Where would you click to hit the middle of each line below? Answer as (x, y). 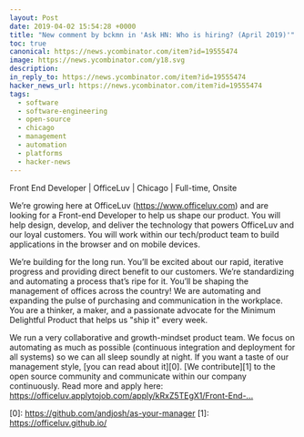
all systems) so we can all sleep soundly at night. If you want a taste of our (149, 357)
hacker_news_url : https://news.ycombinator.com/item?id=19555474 (136, 86)
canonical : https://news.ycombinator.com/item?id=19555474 (124, 52)
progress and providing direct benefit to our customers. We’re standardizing (152, 271)
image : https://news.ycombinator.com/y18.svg (97, 60)
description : (34, 69)
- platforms (41, 153)
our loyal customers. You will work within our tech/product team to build (144, 234)
